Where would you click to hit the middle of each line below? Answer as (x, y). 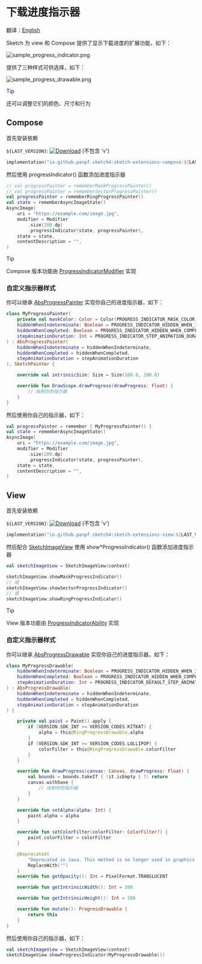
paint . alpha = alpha (54, 815)
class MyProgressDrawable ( (40, 666)
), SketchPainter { (31, 364)
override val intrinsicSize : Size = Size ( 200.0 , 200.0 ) (89, 375)
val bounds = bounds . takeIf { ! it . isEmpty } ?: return (98, 777)
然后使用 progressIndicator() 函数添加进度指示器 (66, 174)
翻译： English (23, 30)
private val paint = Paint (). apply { (64, 721)
